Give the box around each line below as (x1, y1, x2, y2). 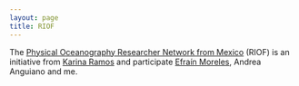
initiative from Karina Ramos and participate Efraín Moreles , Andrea (9, 56, 262, 67)
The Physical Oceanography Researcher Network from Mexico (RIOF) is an (9, 46, 290, 57)
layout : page (9, 13, 59, 23)
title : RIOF (9, 22, 55, 31)
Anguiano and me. (9, 65, 78, 77)
